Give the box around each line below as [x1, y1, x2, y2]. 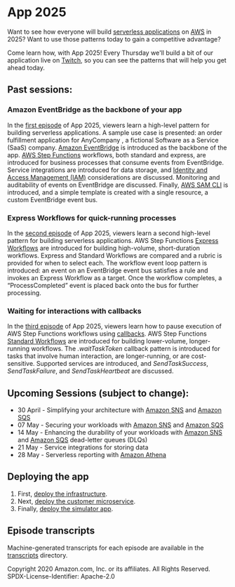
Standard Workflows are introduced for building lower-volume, [7, 337, 188, 345]
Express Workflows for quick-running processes [7, 213, 177, 223]
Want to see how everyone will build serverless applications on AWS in [7, 27, 212, 36]
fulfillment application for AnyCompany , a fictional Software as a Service [7, 136, 219, 144]
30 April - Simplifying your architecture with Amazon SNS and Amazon [17, 406, 222, 414]
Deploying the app [7, 471, 89, 483]
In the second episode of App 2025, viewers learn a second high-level [7, 229, 210, 237]
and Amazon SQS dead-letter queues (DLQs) [17, 436, 148, 444]
